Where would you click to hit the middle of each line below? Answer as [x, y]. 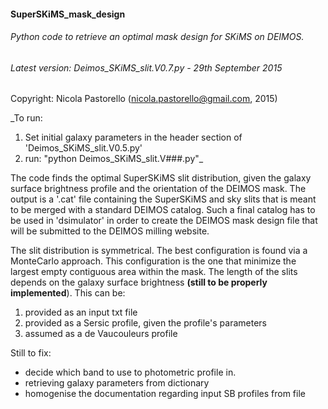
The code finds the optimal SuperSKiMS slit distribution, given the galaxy [161, 178]
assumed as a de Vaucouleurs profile [101, 334]
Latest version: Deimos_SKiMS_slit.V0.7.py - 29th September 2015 [146, 67]
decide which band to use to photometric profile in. [130, 372]
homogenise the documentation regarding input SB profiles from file [165, 394]
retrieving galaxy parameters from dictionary [117, 383]
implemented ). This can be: [68, 293]
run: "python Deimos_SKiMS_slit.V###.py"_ [114, 159]
